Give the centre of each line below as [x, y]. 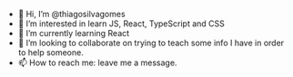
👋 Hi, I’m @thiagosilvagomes [71, 14]
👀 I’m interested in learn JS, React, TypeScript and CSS [121, 24]
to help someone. [51, 53]
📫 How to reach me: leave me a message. [97, 63]
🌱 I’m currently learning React [74, 33]
